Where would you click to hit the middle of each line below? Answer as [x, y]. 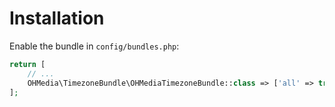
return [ [27, 64]
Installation [57, 18]
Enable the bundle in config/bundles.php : [94, 46]
